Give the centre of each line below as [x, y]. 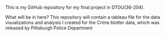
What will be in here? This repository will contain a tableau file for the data [83, 17]
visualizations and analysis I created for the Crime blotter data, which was [82, 23]
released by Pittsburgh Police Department [49, 28]
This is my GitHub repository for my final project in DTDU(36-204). [75, 7]
